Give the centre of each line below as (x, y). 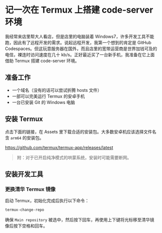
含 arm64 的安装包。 (24, 138)
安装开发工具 (24, 174)
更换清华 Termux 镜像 (30, 189)
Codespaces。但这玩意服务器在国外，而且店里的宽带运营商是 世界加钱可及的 (81, 49)
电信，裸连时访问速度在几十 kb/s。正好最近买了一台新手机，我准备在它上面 (80, 54)
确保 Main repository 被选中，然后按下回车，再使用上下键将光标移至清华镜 (80, 220)
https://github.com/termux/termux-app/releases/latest (59, 147)
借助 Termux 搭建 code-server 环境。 (42, 61)
